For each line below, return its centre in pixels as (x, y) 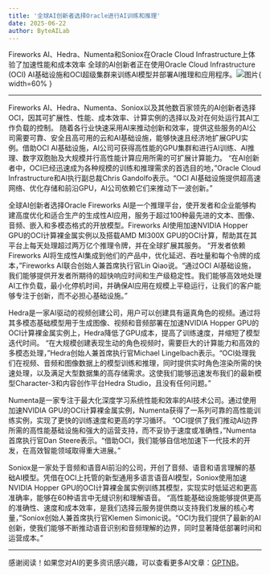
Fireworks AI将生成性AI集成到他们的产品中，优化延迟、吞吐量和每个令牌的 (131, 256)
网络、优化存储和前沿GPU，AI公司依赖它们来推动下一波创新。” (110, 188)
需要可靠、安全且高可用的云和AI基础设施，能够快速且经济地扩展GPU (128, 138)
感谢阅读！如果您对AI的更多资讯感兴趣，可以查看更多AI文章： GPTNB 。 (126, 563)
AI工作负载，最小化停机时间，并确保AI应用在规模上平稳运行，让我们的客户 (131, 285)
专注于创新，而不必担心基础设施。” (72, 296)
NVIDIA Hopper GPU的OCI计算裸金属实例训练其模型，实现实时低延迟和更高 (133, 488)
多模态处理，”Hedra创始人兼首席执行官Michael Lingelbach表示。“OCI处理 (129, 353)
